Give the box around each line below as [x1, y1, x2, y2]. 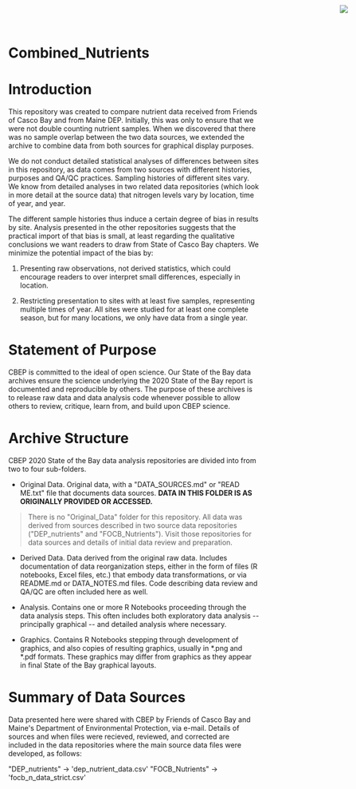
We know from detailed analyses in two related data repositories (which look [8, 182, 260, 192]
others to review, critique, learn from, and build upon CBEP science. [8, 402, 231, 411]
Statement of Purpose [8, 341, 157, 359]
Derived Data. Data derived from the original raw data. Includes [19, 553, 228, 562]
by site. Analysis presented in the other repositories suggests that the [8, 223, 237, 232]
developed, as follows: [8, 748, 82, 758]
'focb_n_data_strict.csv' [8, 772, 86, 782]
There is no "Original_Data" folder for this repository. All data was [27, 512, 243, 521]
